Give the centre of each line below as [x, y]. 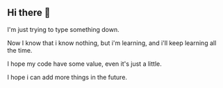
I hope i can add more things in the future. [67, 77]
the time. [20, 50]
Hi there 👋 [29, 13]
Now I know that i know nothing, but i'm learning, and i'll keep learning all [112, 43]
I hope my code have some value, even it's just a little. [84, 64]
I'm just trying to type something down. [63, 29]
